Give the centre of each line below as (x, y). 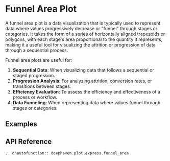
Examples (21, 124)
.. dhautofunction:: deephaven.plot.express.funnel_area (67, 153)
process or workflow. (35, 97)
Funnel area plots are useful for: (39, 60)
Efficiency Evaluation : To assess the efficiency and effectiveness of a (87, 91)
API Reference (29, 141)
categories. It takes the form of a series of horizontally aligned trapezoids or (85, 34)
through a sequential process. (37, 50)
